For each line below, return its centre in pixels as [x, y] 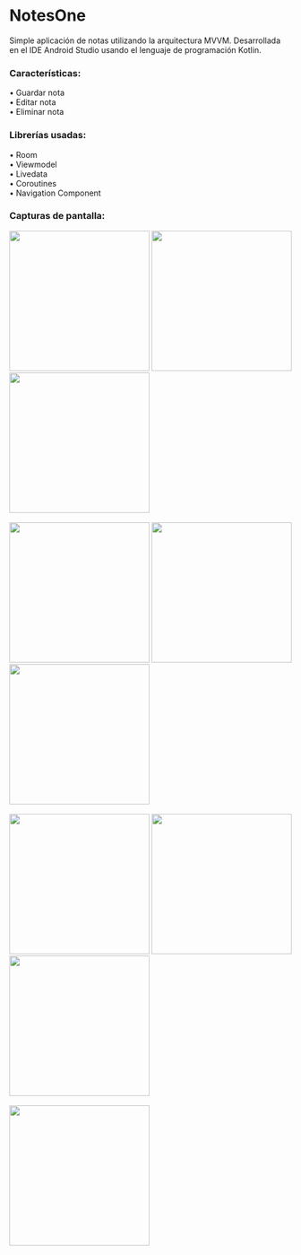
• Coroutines [33, 183]
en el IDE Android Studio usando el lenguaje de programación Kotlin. [135, 49]
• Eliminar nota [37, 112]
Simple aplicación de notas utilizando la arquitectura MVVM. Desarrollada [145, 40]
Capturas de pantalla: [57, 216]
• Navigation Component [55, 193]
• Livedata [28, 174]
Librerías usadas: [48, 135]
